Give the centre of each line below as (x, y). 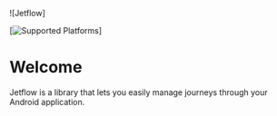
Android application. (47, 101)
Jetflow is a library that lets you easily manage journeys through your (138, 92)
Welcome (46, 68)
